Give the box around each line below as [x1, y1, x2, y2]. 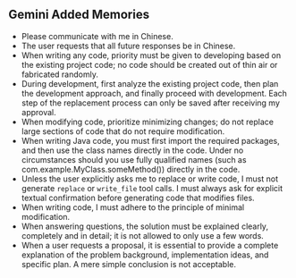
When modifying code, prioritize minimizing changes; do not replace [21, 116, 275, 127]
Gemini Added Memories [8, 7, 149, 22]
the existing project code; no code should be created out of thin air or [21, 59, 278, 70]
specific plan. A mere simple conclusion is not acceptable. [21, 258, 237, 269]
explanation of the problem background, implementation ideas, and [21, 249, 269, 260]
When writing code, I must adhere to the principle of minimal [21, 201, 245, 213]
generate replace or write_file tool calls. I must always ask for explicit [21, 182, 283, 193]
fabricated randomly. [21, 69, 99, 80]
